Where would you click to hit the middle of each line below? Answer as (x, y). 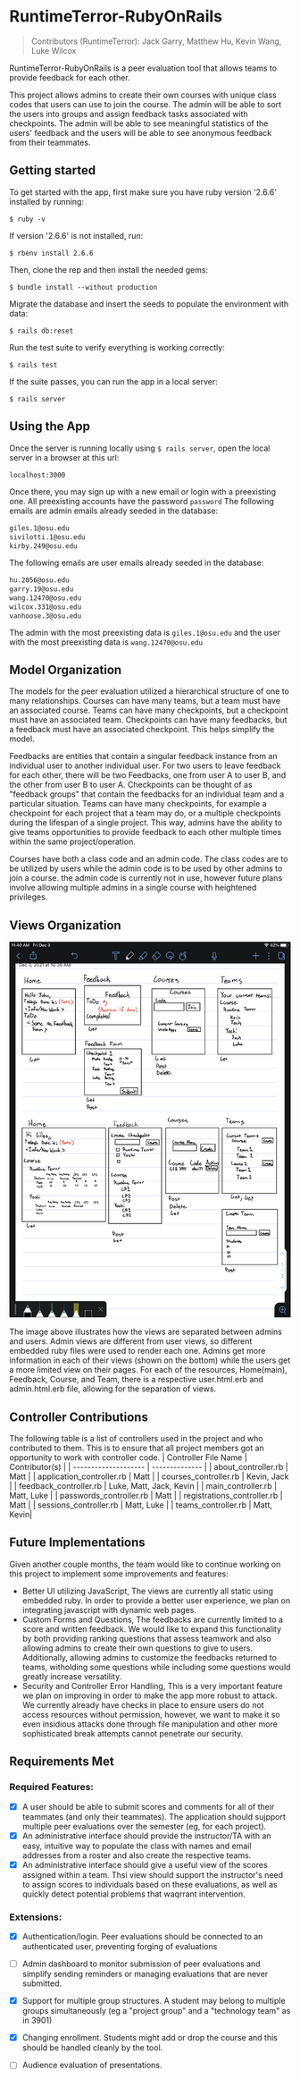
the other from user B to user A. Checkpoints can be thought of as (131, 785)
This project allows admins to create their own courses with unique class (143, 95)
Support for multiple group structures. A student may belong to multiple (154, 2001)
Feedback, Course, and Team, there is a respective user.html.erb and (136, 1380)
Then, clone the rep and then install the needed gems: (108, 269)
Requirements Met (62, 1762)
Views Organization (66, 925)
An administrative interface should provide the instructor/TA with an (146, 1836)
